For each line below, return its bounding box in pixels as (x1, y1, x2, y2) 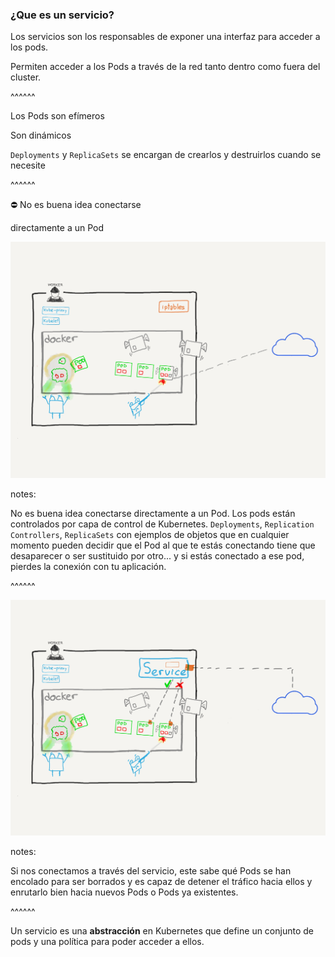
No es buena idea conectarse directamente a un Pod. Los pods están (10, 507, 296, 519)
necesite (10, 159, 46, 172)
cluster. (10, 71, 42, 83)
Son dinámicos (10, 129, 72, 142)
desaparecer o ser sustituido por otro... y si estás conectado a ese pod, (10, 549, 305, 562)
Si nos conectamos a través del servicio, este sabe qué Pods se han (10, 865, 292, 877)
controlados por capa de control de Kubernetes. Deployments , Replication (10, 518, 315, 530)
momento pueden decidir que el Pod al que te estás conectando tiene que (10, 539, 316, 551)
